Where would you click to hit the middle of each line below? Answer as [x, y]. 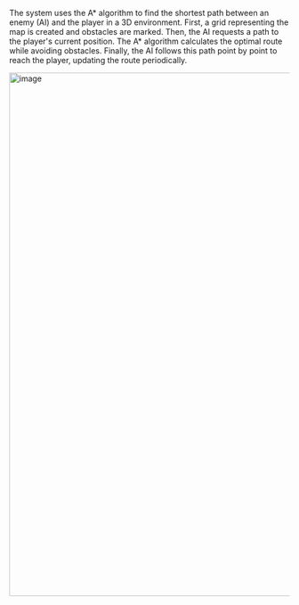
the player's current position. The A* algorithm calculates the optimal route [146, 41]
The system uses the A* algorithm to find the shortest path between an [139, 13]
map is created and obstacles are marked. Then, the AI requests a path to [144, 32]
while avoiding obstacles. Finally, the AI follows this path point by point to [143, 51]
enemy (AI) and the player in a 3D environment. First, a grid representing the [149, 22]
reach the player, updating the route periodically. [98, 60]
